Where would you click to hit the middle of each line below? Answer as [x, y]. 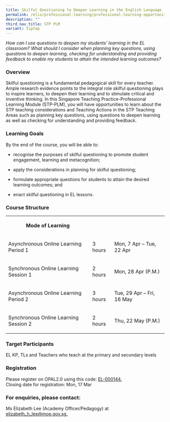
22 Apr [123, 250]
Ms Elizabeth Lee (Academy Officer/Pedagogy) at [57, 408]
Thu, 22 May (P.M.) [137, 321]
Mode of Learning [48, 226]
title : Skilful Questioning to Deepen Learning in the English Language [84, 10]
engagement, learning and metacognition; [56, 160]
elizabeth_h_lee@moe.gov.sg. [37, 413]
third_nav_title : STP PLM [33, 24]
